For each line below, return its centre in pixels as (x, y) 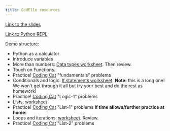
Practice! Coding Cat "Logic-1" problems (55, 96)
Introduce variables (33, 59)
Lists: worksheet (30, 102)
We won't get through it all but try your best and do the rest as (78, 86)
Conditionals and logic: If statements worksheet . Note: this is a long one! (89, 80)
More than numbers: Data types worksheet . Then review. (72, 64)
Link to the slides (23, 24)
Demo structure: (22, 44)
